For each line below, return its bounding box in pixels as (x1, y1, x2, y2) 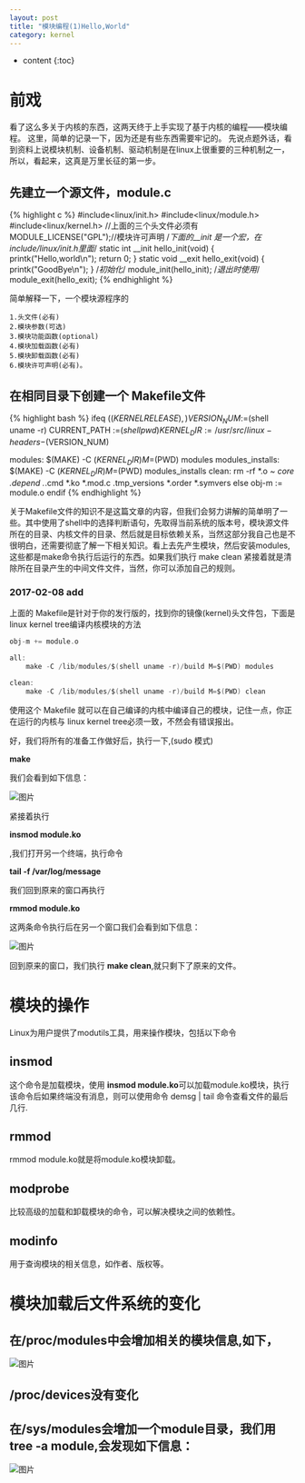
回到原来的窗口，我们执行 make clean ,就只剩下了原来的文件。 (9, 960, 241, 970)
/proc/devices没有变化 (9, 1388, 139, 1403)
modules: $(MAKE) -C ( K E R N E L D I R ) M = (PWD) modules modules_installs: (9, 453, 280, 467)
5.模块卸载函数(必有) (9, 352, 80, 361)
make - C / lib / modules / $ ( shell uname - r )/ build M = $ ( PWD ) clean (25, 687, 266, 696)
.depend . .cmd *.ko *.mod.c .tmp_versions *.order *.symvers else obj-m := (9, 478, 283, 489)
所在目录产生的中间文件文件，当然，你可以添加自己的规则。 (16, 562, 241, 573)
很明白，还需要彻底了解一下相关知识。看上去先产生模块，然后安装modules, (9, 540, 290, 551)
